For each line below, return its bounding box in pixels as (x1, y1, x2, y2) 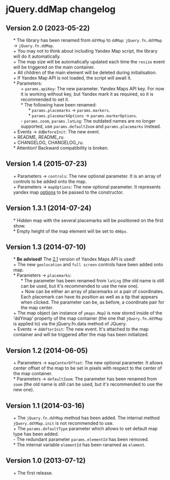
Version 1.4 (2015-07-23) (6, 160, 88, 168)
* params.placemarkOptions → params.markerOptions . (28, 113, 138, 119)
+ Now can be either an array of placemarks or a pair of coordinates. (20, 288, 164, 294)
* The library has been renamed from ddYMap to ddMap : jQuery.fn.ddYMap (13, 37, 162, 43)
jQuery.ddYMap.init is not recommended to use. (13, 420, 114, 426)
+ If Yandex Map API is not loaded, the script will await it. (13, 75, 132, 81)
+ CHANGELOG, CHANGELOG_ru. (13, 139, 84, 145)
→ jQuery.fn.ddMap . (13, 43, 55, 49)
